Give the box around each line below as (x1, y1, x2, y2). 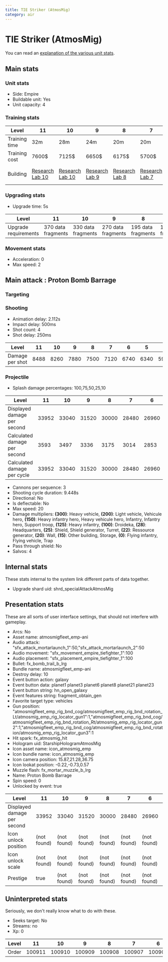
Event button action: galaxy (12, 677, 69, 683)
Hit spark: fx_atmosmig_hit (12, 735, 67, 741)
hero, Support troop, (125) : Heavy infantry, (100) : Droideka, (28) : (12, 521, 146, 527)
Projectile (5, 374, 29, 381)
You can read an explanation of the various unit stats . (5, 50, 115, 56)
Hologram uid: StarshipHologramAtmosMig (12, 740, 101, 746)
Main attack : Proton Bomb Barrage (5, 276, 116, 284)
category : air (5, 12, 35, 17)
